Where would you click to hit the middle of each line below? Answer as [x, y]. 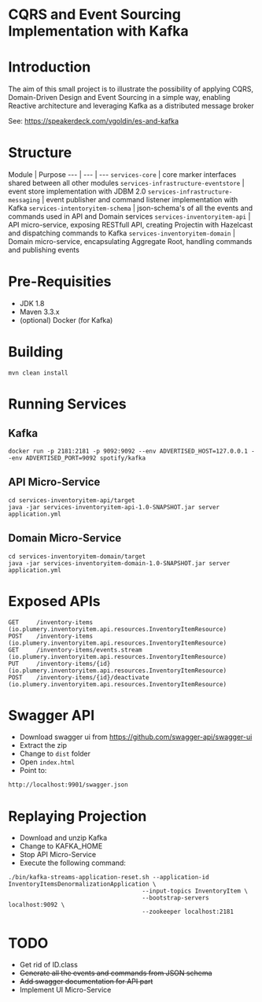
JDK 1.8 [32, 303]
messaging [24, 201]
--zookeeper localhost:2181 [188, 912]
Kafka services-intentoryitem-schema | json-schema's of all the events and [131, 208]
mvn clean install [38, 373]
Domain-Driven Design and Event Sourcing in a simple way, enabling [119, 98]
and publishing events [44, 250]
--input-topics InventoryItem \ [195, 891]
